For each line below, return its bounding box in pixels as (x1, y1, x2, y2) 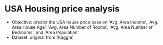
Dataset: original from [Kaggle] (11, 34, 74, 40)
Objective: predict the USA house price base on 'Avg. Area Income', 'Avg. (11, 19, 159, 25)
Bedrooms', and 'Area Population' (11, 29, 79, 35)
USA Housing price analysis (4, 3, 120, 14)
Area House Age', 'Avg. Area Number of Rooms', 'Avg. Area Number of (11, 24, 153, 30)
